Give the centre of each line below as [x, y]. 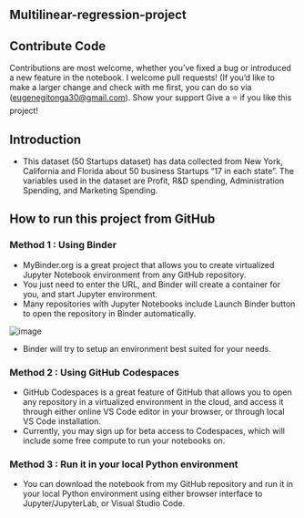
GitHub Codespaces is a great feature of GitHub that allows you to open [157, 392]
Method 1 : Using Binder [63, 245]
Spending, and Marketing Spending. [90, 191]
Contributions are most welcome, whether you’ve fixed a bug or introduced [150, 68]
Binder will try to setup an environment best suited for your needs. [147, 348]
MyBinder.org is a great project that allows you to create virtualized [148, 264]
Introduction [46, 139]
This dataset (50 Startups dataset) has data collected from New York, [153, 161]
